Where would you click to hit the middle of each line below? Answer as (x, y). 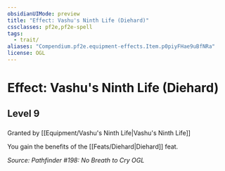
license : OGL (26, 53)
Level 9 (24, 114)
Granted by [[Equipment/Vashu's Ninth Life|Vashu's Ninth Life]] (99, 133)
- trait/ (26, 40)
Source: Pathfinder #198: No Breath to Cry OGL (76, 160)
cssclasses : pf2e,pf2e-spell (50, 27)
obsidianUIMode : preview (44, 14)
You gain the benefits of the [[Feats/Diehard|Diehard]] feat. (93, 147)
